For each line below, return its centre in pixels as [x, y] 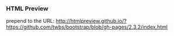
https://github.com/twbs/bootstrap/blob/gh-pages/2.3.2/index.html [87, 27]
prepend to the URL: [30, 21]
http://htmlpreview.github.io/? [91, 21]
